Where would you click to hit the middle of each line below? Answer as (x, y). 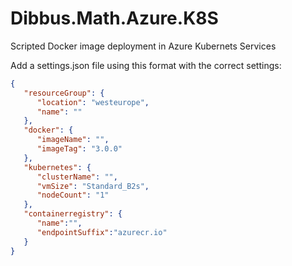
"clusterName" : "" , (77, 177)
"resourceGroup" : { (64, 93)
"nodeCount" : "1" (73, 195)
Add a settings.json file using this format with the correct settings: (146, 65)
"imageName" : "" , (73, 140)
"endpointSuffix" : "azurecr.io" (102, 232)
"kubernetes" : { (57, 167)
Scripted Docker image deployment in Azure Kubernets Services (143, 46)
